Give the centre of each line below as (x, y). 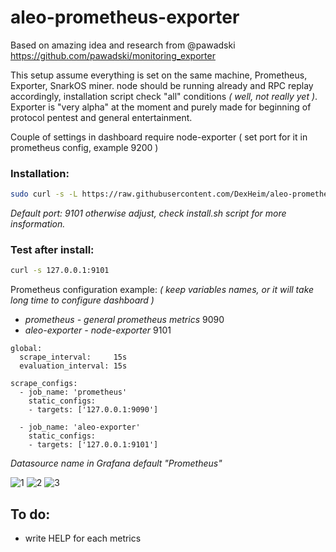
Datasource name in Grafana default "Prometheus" (116, 463)
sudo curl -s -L (44, 194)
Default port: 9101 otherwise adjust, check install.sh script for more (148, 213)
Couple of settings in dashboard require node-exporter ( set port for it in (159, 137)
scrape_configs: (44, 384)
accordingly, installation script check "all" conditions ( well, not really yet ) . (164, 96)
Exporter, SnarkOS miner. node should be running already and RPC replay (162, 85)
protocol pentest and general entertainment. (101, 117)
